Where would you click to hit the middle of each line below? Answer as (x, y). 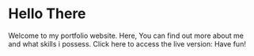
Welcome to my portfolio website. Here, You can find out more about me (126, 35)
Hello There (47, 14)
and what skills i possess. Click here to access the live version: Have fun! (127, 43)
